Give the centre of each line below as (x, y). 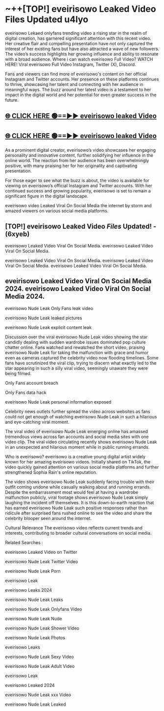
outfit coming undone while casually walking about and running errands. (78, 487)
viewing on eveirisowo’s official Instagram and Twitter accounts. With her (79, 186)
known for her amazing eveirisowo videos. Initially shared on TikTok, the (78, 462)
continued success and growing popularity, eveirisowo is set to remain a (78, 191)
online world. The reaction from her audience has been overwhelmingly (77, 161)
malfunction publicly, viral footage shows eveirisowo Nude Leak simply (77, 497)
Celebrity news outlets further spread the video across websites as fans (78, 411)
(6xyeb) (17, 234)
